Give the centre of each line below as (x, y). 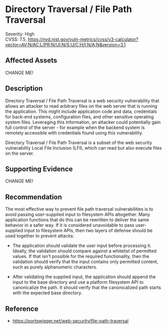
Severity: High (20, 34)
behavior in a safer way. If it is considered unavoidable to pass (70, 225)
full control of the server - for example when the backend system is (75, 127)
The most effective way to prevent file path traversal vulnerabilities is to (79, 209)
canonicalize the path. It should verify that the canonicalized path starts (87, 288)
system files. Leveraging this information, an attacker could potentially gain (83, 122)
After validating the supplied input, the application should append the (84, 277)
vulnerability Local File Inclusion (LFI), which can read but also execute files (83, 148)
